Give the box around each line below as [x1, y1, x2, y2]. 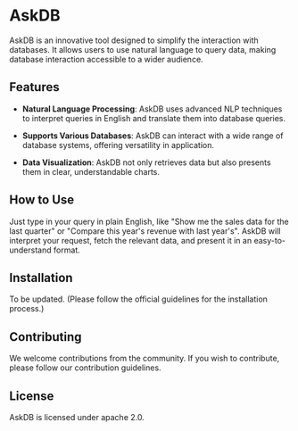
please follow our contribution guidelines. [9, 362, 162, 373]
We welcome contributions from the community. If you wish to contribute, [9, 353, 280, 364]
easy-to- [253, 235, 286, 245]
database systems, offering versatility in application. [21, 139, 214, 150]
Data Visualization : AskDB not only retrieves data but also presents [21, 157, 271, 168]
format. [53, 245, 80, 255]
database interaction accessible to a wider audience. [9, 54, 203, 64]
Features [9, 79, 60, 95]
